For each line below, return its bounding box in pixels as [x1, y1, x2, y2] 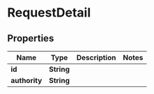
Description [76, 53, 116, 62]
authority [10, 76, 43, 85]
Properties [7, 32, 54, 44]
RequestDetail [7, 5, 91, 21]
